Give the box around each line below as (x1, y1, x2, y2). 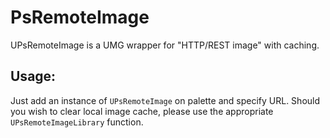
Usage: (10, 68, 57, 85)
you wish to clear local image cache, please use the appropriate (10, 105, 274, 117)
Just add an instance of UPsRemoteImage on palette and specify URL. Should (10, 94, 321, 106)
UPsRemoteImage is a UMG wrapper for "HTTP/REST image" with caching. (10, 39, 320, 51)
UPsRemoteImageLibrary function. (10, 116, 144, 128)
